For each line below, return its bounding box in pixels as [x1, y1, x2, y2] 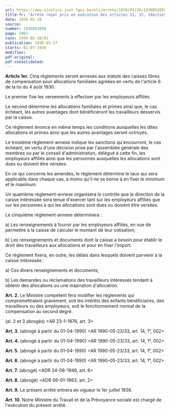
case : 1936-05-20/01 [5, 36, 49, 41]
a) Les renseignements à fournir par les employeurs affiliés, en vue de [5, 221, 151, 228]
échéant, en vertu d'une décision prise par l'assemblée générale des [5, 145, 149, 151]
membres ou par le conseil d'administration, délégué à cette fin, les [5, 150, 146, 156]
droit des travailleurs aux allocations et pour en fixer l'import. [5, 242, 133, 248]
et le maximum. [5, 181, 37, 187]
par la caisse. [5, 115, 33, 121]
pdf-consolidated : [5, 59, 44, 64]
